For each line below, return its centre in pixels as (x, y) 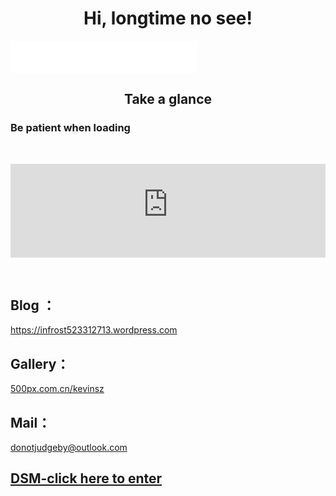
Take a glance (168, 99)
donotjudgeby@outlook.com (69, 448)
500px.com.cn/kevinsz (57, 389)
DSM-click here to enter (86, 478)
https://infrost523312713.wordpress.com (94, 330)
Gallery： (40, 363)
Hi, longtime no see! (168, 18)
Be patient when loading (70, 128)
